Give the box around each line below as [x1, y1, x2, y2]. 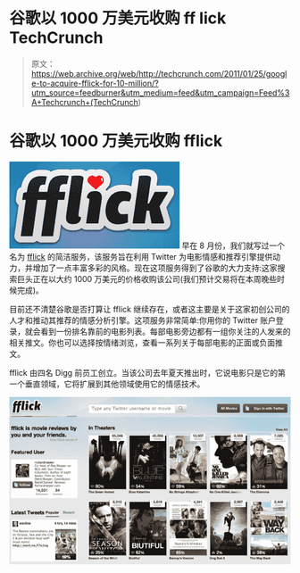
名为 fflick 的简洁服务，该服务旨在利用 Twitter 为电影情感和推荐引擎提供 [9, 251, 273, 262]
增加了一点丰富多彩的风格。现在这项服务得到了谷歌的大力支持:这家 [32, 262, 279, 273]
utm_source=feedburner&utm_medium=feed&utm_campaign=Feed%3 [30, 87, 290, 98]
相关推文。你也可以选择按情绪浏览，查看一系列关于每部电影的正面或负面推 [9, 336, 283, 348]
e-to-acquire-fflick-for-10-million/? [30, 78, 159, 88]
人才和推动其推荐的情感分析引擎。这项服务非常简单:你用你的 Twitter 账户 [9, 314, 277, 326]
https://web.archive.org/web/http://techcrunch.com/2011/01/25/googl [30, 68, 287, 79]
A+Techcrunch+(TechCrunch [30, 96, 138, 107]
